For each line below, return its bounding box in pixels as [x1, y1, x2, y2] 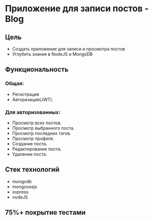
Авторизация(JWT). [12, 96, 54, 102]
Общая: [5, 80, 24, 87]
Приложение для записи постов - [5, 3, 149, 14]
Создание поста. [12, 140, 47, 146]
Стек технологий [5, 166, 60, 174]
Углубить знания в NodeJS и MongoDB [12, 51, 93, 57]
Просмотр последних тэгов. [12, 130, 71, 136]
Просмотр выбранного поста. [12, 125, 75, 131]
